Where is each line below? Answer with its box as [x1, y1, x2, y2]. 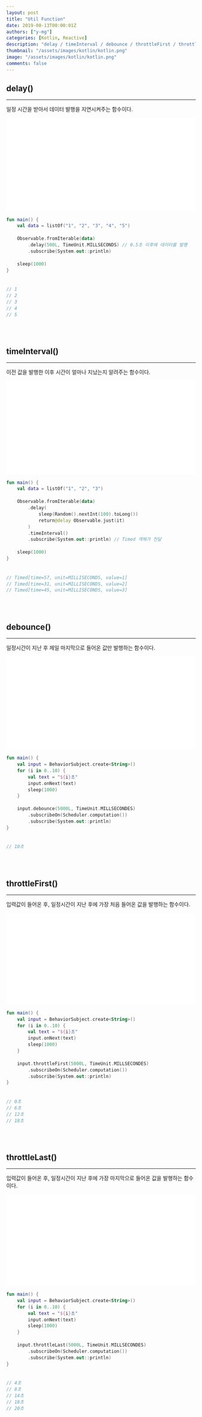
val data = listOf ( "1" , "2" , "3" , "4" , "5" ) [17, 223, 130, 229]
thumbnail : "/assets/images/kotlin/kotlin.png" [6, 48, 128, 54]
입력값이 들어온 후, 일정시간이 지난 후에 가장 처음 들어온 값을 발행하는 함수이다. [6, 901, 191, 908]
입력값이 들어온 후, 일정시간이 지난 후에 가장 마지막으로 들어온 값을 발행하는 [6, 1175, 183, 1182]
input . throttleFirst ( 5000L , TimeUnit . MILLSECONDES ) [17, 1061, 149, 1067]
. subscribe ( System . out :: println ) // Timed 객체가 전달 [28, 537, 162, 543]
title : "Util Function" [6, 16, 66, 22]
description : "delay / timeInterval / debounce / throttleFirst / [6, 41, 176, 47]
